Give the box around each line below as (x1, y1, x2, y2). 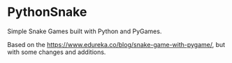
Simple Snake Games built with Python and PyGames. (7, 27, 162, 35)
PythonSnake (7, 4, 87, 20)
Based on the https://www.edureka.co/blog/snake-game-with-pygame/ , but (7, 40, 226, 48)
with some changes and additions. (7, 48, 106, 56)
